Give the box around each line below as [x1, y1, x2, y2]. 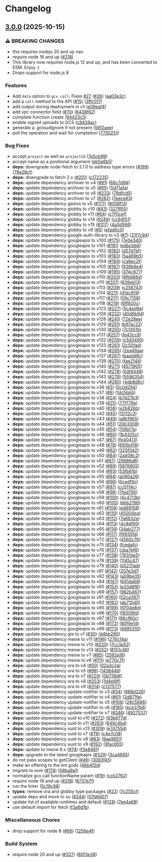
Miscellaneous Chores [5, 817, 60, 823]
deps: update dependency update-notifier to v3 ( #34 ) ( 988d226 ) [12, 689, 146, 695]
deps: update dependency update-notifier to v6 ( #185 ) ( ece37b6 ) [12, 704, 147, 710]
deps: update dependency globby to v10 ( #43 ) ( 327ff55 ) [12, 206, 128, 212]
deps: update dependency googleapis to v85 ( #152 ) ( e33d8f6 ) [12, 584, 140, 590]
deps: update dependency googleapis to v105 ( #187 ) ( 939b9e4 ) [12, 264, 143, 270]
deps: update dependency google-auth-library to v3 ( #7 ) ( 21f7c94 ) [12, 232, 150, 238]
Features [5, 82, 27, 89]
